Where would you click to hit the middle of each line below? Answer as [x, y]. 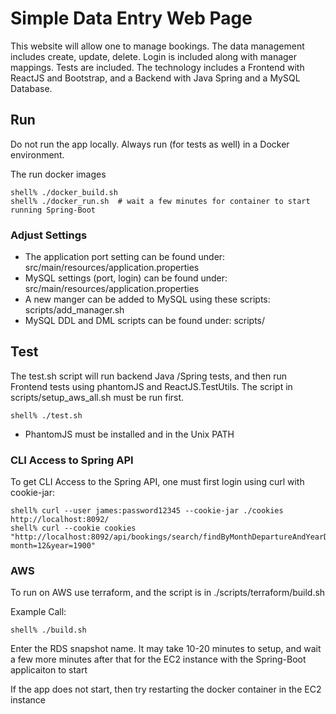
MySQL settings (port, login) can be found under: [126, 278]
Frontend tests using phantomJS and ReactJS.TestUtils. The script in [151, 386]
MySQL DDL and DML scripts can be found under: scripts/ [145, 321]
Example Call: [38, 612]
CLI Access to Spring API [72, 460]
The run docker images [58, 174]
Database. [31, 88]
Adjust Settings [49, 235]
